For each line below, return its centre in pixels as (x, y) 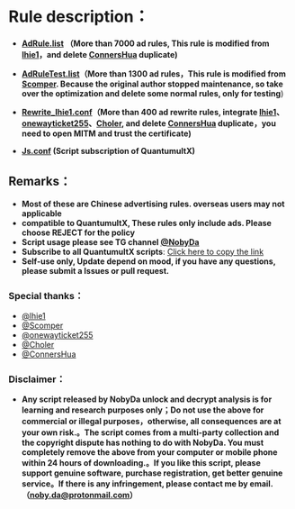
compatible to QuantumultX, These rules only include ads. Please (146, 223)
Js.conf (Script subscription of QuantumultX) (108, 150)
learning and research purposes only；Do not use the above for (143, 410)
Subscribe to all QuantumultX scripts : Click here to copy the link (143, 251)
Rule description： (79, 17)
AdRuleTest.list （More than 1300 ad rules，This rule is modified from (154, 73)
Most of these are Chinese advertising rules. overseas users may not (153, 204)
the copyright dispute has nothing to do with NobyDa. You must (143, 443)
